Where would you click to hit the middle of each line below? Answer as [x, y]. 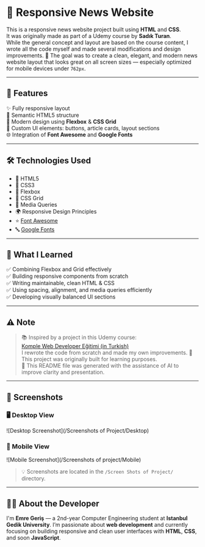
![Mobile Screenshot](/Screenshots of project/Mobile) [74, 460]
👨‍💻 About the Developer [53, 503]
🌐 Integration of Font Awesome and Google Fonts [70, 135]
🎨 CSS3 [25, 185]
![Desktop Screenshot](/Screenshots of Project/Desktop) [78, 430]
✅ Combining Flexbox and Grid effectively [59, 269]
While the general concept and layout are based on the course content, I [97, 42]
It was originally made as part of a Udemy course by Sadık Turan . [89, 35]
